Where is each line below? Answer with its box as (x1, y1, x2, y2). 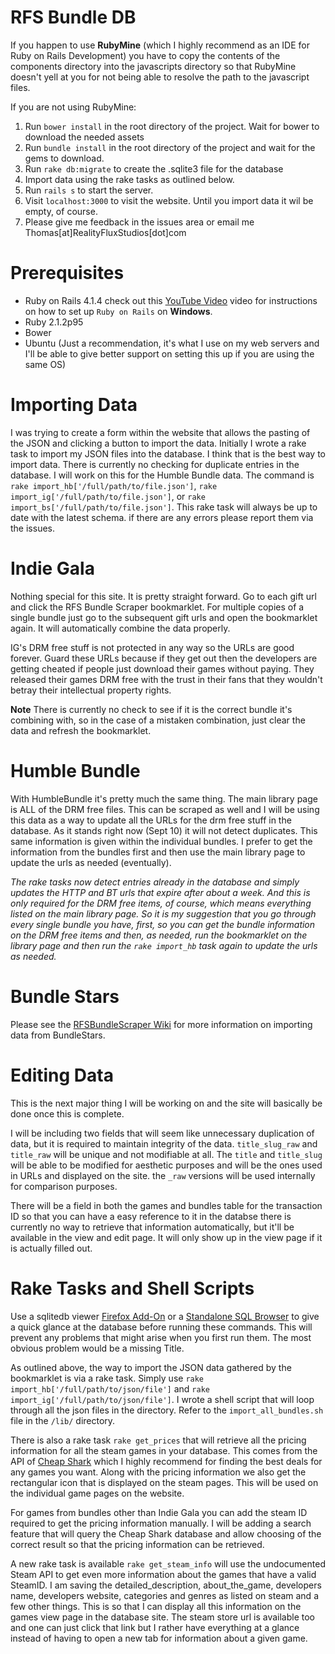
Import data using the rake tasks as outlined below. (24, 173, 235, 185)
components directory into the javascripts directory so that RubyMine (10, 60, 297, 72)
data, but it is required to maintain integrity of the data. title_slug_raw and (10, 1137, 318, 1150)
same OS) (24, 358, 67, 370)
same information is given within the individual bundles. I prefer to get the (10, 835, 313, 847)
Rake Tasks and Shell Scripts (10, 1277, 255, 1300)
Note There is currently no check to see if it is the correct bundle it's (10, 703, 293, 715)
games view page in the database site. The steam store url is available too (10, 1611, 315, 1623)
